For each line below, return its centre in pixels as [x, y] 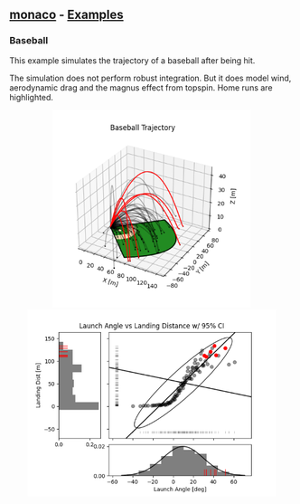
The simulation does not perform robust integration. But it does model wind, [150, 78]
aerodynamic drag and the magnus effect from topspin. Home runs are [141, 87]
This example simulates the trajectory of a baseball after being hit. [132, 60]
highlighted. [32, 97]
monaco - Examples [66, 15]
